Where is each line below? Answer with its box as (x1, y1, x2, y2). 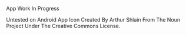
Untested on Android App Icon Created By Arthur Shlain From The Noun (6, 16, 181, 23)
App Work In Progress (6, 5, 60, 12)
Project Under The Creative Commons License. (6, 23, 121, 29)
